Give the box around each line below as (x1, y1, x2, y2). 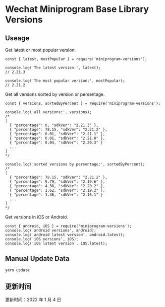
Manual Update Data (5, 254, 70, 263)
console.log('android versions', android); (5, 228, 97, 233)
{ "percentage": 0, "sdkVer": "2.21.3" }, (9, 123, 99, 128)
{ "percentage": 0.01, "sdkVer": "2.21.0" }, (9, 136, 106, 141)
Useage (5, 34, 30, 42)
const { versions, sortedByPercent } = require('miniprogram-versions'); (5, 101, 161, 106)
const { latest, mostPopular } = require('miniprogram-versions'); (5, 57, 148, 62)
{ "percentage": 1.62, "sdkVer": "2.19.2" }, (9, 188, 106, 193)
